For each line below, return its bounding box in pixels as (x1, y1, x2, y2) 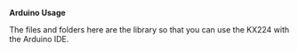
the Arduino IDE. (9, 34, 69, 44)
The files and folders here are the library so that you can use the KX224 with (9, 25, 290, 34)
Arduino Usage (9, 8, 67, 18)
